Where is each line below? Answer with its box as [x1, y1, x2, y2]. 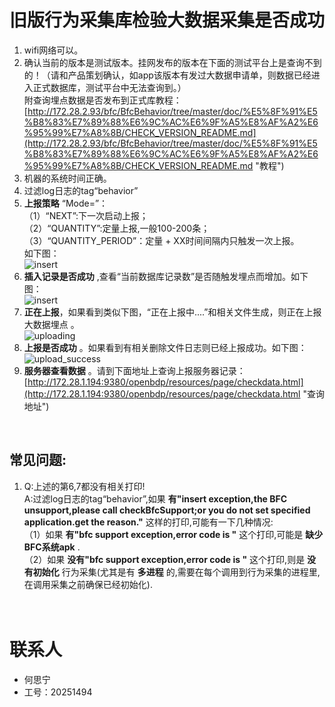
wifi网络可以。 [23, 44, 84, 56]
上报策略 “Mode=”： [23, 197, 109, 209]
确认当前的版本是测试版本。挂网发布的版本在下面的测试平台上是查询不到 [23, 56, 322, 68]
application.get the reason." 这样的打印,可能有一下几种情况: [23, 516, 274, 528]
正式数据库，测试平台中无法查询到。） [32, 81, 187, 93]
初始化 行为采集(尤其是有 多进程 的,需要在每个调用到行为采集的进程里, [32, 566, 321, 578]
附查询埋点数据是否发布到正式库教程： [23, 94, 182, 106]
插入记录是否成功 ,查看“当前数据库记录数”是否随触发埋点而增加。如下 [23, 270, 309, 282]
